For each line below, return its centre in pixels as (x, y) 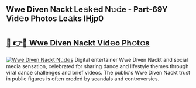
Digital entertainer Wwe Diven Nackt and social (131, 60)
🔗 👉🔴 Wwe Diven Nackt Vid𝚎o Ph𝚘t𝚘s (78, 43)
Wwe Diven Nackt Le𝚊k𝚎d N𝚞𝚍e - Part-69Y (87, 10)
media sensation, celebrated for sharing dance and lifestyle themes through (97, 66)
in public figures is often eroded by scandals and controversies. (83, 79)
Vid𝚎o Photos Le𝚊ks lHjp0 (55, 19)
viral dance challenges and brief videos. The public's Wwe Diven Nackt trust (98, 73)
